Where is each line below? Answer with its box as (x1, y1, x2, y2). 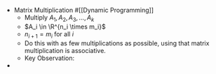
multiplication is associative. (24, 46, 107, 54)
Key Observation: (24, 54, 75, 62)
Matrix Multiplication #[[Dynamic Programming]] (13, 6, 154, 14)
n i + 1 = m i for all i (24, 29, 74, 40)
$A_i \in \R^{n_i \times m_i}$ (24, 22, 107, 31)
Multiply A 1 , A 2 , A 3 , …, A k (24, 13, 95, 23)
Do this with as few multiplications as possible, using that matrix (24, 38, 210, 47)
